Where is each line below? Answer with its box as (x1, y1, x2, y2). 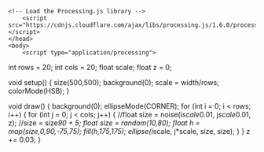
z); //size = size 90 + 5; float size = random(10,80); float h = (8, 118, 200, 128)
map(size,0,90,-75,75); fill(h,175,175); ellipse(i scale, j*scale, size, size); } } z (8, 127, 251, 135)
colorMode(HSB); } (8, 87, 70, 95)
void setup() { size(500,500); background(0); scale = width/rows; (8, 78, 220, 87)
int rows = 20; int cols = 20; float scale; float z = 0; (8, 63, 172, 72)
